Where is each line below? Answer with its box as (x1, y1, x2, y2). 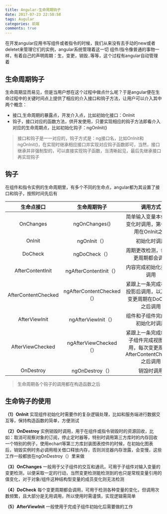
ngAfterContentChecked (63, 287, 121, 294)
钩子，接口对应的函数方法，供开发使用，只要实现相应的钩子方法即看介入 (12, 118, 161, 124)
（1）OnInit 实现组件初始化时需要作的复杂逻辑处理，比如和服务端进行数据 (5, 411, 157, 417)
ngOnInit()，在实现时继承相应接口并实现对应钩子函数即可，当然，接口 (17, 141, 160, 147)
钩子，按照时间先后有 (13, 190, 58, 196)
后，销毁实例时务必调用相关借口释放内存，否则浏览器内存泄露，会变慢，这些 (5, 447, 162, 453)
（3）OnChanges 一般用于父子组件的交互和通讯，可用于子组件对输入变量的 (5, 464, 161, 470)
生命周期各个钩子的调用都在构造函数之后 (17, 381, 100, 387)
